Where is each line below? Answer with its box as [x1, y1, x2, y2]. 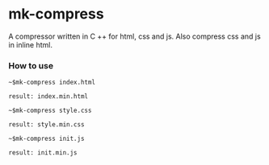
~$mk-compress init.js [8, 134, 85, 143]
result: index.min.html [8, 93, 89, 101]
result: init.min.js [8, 149, 78, 157]
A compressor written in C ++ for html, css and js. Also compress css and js [8, 31, 261, 41]
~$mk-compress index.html [8, 78, 95, 87]
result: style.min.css [8, 121, 85, 129]
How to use [8, 60, 54, 71]
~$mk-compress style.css [8, 106, 92, 115]
